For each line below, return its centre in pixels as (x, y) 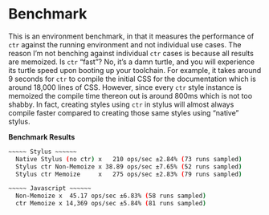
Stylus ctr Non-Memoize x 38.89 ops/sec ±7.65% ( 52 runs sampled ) (129, 166)
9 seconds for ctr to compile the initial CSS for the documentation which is (132, 79)
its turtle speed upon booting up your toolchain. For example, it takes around (135, 70)
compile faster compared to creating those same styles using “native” (124, 112)
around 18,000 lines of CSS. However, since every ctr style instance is (125, 87)
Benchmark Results (42, 136)
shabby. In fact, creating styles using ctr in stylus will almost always (121, 104)
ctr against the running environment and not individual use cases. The (125, 44)
